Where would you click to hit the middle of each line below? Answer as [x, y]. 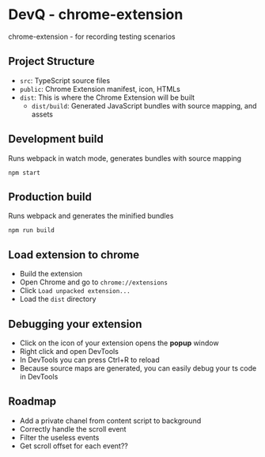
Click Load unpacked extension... [75, 291]
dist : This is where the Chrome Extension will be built [107, 97]
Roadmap [32, 402]
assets [42, 114]
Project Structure [51, 61]
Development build [56, 139]
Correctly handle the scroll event [73, 428]
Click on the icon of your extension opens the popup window [119, 343]
